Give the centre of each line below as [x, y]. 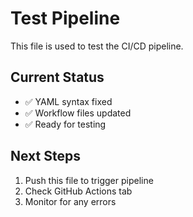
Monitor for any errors [70, 201]
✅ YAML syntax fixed [68, 101]
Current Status [57, 77]
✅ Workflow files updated [78, 113]
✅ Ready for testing [65, 124]
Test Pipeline [65, 18]
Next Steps [45, 156]
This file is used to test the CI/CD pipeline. [97, 46]
